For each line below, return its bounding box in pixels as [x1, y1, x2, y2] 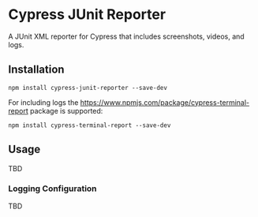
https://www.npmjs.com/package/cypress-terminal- [80, 97, 250, 107]
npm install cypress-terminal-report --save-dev [8, 121, 171, 129]
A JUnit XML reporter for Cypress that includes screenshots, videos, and [8, 32, 245, 41]
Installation [8, 63, 65, 77]
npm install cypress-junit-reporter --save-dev [8, 84, 168, 92]
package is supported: [30, 106, 103, 115]
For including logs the [8, 97, 79, 107]
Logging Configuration [8, 183, 97, 194]
